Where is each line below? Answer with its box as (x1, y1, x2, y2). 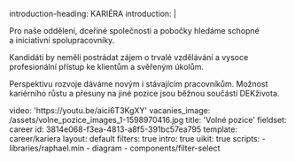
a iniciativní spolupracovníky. (9, 35, 115, 45)
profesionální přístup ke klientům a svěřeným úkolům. (9, 62, 205, 72)
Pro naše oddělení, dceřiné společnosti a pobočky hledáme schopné (9, 26, 260, 35)
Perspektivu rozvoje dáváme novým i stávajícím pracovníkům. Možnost (9, 79, 268, 89)
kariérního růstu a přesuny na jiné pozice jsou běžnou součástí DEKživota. (9, 89, 280, 98)
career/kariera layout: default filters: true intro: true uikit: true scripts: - (9, 134, 266, 143)
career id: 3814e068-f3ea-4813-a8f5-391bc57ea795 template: (9, 124, 237, 135)
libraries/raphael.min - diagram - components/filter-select (9, 143, 221, 153)
